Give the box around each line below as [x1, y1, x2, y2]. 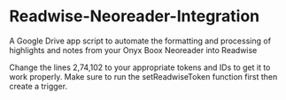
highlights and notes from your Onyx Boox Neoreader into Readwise [9, 44, 258, 55]
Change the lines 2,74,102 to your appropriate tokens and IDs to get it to [9, 62, 271, 73]
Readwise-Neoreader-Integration [9, 6, 260, 27]
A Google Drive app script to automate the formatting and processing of [9, 35, 272, 46]
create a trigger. [9, 81, 68, 91]
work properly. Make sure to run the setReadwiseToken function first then [9, 71, 278, 81]
